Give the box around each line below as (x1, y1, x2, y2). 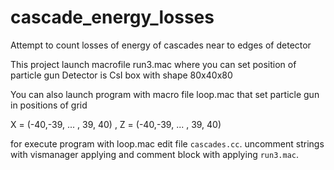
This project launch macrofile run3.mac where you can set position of (10, 58, 297, 70)
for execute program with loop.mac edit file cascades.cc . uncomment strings (10, 137, 325, 150)
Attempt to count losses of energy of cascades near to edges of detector (10, 39, 312, 51)
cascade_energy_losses (10, 6, 215, 29)
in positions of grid (10, 99, 88, 111)
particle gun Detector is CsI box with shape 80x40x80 (10, 69, 233, 81)
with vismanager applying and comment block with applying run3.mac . (10, 148, 300, 160)
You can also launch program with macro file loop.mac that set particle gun (10, 88, 320, 100)
